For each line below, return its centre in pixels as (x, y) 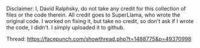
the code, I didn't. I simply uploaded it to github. (66, 27)
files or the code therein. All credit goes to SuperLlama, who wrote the (93, 15)
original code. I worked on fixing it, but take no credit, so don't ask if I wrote (100, 21)
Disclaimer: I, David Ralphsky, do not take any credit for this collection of (96, 9)
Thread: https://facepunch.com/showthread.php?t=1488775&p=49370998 (99, 39)
